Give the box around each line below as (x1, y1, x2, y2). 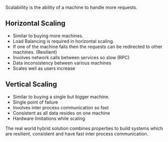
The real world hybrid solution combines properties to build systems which (5, 125, 163, 131)
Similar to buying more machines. (12, 33, 83, 39)
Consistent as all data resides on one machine (12, 110, 110, 116)
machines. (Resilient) (12, 49, 57, 55)
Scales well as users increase (12, 65, 75, 71)
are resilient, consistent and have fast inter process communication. (5, 130, 149, 137)
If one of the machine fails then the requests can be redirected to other (12, 43, 163, 50)
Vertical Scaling (5, 80, 57, 89)
